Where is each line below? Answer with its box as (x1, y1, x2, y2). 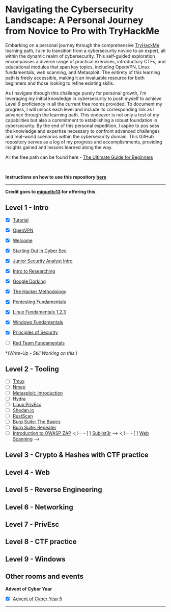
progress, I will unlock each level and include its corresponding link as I (5, 106, 155, 112)
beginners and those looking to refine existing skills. (5, 80, 115, 86)
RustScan (12, 412, 33, 419)
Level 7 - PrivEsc (5, 520, 60, 529)
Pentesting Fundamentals (12, 299, 66, 305)
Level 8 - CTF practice (5, 537, 77, 546)
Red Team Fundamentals (12, 339, 65, 346)
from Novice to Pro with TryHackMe (5, 26, 160, 37)
